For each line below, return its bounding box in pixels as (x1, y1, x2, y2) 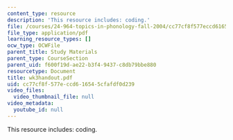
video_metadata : (7, 100, 54, 107)
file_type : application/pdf (7, 29, 89, 37)
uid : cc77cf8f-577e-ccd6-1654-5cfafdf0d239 (7, 81, 135, 88)
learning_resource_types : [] (7, 36, 92, 43)
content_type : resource (7, 10, 76, 17)
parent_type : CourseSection (7, 55, 89, 62)
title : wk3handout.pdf (7, 74, 73, 81)
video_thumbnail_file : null (13, 94, 95, 101)
